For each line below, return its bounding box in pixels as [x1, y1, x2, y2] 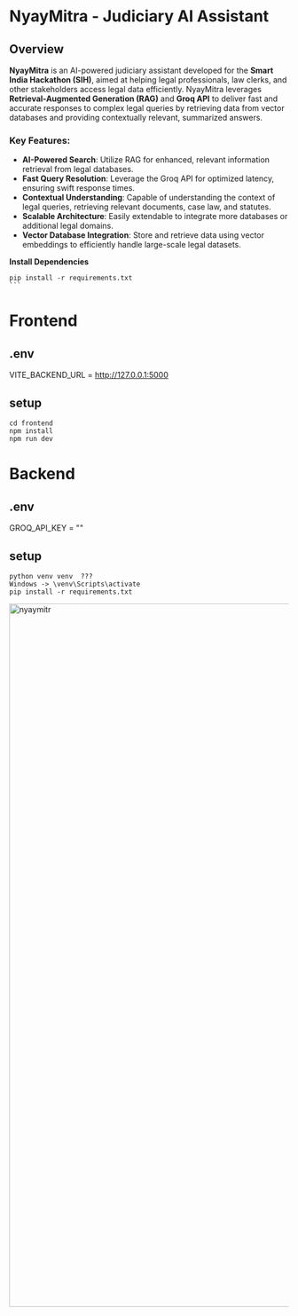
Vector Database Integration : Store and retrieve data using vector [21, 230, 264, 240]
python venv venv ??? [9, 571, 93, 580]
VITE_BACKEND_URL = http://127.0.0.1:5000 [9, 370, 169, 381]
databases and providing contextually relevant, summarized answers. [9, 113, 263, 122]
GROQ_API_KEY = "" [9, 523, 84, 533]
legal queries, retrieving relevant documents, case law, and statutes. [21, 201, 272, 212]
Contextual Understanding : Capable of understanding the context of [21, 193, 276, 203]
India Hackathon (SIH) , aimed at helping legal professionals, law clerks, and [9, 75, 287, 85]
